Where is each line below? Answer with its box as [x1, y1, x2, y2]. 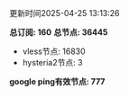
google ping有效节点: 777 [9, 76, 106, 87]
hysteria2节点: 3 [22, 57, 83, 67]
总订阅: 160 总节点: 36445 [9, 27, 108, 38]
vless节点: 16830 [22, 46, 86, 57]
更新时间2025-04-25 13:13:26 [9, 8, 120, 18]
